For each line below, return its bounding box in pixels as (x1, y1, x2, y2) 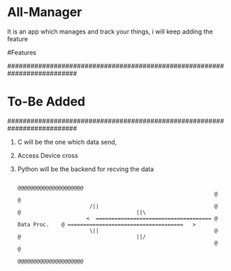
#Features (7, 48, 37, 57)
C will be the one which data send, (17, 138, 117, 146)
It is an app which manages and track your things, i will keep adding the (7, 27, 214, 36)
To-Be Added (7, 94, 86, 110)
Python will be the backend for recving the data (17, 165, 154, 173)
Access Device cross (17, 151, 78, 159)
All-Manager (7, 4, 82, 20)
